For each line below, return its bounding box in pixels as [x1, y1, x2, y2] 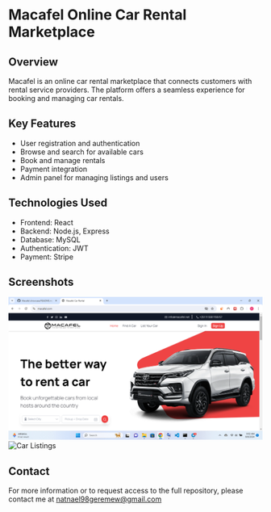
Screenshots [8, 275, 74, 289]
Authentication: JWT [19, 243, 89, 253]
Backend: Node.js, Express [19, 226, 110, 236]
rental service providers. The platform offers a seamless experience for [8, 85, 245, 94]
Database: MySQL [19, 234, 81, 244]
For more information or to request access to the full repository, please [8, 486, 244, 496]
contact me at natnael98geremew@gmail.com [8, 494, 162, 504]
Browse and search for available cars [19, 147, 144, 157]
